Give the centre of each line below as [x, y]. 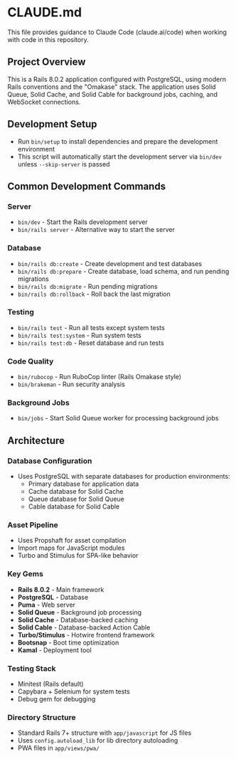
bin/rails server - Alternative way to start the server [96, 230]
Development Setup [52, 124]
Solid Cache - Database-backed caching [78, 620]
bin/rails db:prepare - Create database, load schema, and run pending [123, 271]
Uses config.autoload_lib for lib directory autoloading [98, 741]
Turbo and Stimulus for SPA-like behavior [78, 556]
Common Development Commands [86, 186]
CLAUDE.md [45, 12]
